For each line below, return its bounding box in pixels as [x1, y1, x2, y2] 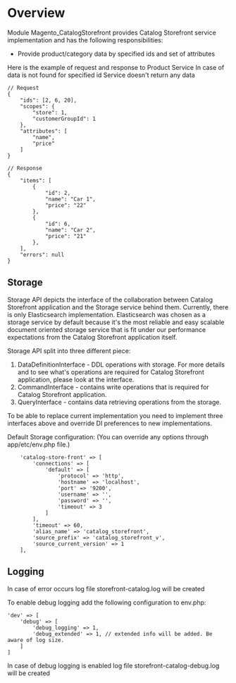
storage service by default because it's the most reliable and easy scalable [7, 318, 225, 326]
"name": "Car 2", [44, 226, 97, 234]
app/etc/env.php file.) [7, 440, 70, 449]
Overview [7, 5, 66, 21]
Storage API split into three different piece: [7, 346, 131, 355]
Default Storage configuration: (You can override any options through [7, 432, 209, 441]
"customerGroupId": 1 [32, 115, 97, 122]
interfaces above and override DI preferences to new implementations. [7, 419, 213, 427]
